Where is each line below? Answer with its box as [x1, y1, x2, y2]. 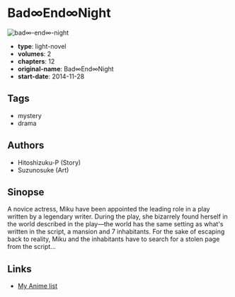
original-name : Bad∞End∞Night [17, 64, 115, 73]
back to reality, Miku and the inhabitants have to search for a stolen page [7, 235, 220, 243]
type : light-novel [17, 42, 67, 50]
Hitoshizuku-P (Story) [17, 158, 81, 167]
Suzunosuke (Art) [17, 165, 69, 174]
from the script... [7, 243, 57, 251]
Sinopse [7, 186, 45, 198]
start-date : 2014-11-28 [17, 72, 85, 81]
